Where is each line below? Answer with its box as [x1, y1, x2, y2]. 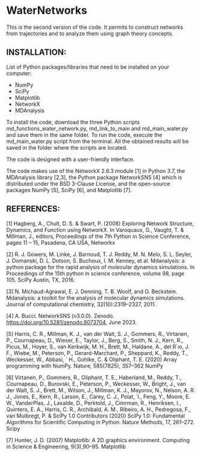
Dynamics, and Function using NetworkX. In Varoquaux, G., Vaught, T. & [6, 226, 184, 233]
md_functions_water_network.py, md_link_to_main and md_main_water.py [6, 124, 188, 132]
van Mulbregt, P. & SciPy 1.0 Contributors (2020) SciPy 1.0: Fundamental [6, 412, 185, 419]
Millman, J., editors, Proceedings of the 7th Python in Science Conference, [6, 233, 191, 240]
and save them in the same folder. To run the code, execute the [6, 131, 163, 138]
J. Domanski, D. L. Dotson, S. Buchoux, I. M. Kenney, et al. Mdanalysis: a [6, 257, 185, 264]
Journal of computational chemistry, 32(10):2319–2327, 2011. [6, 300, 156, 308]
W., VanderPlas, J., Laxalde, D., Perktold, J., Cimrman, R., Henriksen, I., [6, 399, 181, 406]
